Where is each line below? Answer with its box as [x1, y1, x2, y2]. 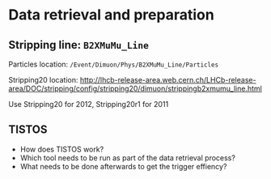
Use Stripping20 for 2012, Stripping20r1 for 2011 [8, 100, 169, 109]
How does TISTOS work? [19, 144, 104, 154]
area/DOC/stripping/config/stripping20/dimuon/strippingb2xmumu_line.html [8, 83, 263, 93]
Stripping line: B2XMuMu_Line [8, 38, 150, 52]
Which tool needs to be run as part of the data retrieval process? [19, 152, 236, 163]
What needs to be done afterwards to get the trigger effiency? [19, 161, 227, 171]
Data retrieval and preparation [8, 6, 214, 24]
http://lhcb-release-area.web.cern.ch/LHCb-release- [79, 75, 256, 84]
